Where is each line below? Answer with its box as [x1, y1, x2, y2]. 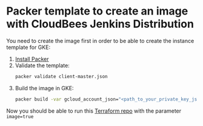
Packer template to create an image [6, 4, 188, 18]
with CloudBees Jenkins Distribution [6, 17, 194, 31]
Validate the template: [15, 62, 70, 69]
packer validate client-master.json [15, 73, 108, 79]
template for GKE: [6, 44, 50, 51]
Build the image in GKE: [15, 84, 74, 91]
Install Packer [15, 55, 50, 62]
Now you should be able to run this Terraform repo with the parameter [6, 107, 182, 114]
